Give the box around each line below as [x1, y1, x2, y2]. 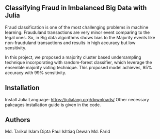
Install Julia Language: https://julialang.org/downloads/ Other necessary [5, 96, 149, 102]
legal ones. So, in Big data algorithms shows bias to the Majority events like [5, 34, 156, 40]
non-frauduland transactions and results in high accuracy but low [5, 40, 136, 46]
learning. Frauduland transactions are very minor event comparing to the [5, 29, 150, 35]
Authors [5, 116, 31, 124]
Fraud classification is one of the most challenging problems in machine [5, 24, 149, 30]
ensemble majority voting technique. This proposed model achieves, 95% [5, 64, 153, 70]
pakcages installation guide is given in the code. [5, 102, 101, 108]
